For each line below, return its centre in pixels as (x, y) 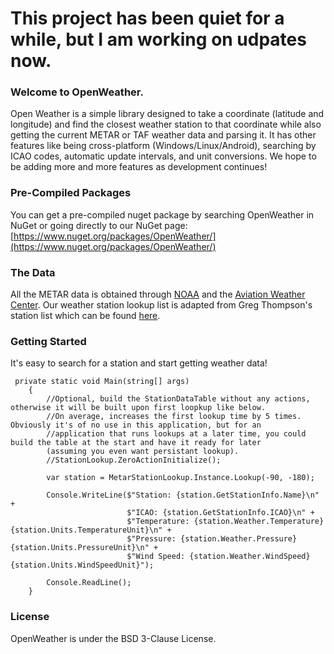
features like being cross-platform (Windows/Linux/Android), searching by (163, 146)
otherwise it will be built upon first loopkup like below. (138, 408)
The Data (33, 272)
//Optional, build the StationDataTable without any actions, (178, 399)
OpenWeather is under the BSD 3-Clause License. (113, 638)
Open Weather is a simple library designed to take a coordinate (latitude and (167, 114)
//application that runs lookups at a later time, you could (176, 434)
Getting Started (48, 341)
